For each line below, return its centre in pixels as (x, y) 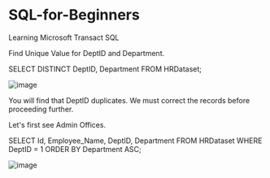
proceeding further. (41, 109)
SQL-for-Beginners (74, 15)
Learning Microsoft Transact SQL (64, 37)
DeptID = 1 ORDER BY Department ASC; (75, 149)
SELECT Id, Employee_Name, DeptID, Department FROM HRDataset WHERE (135, 141)
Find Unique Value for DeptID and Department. (87, 53)
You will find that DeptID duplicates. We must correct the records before (129, 100)
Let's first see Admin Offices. (57, 124)
